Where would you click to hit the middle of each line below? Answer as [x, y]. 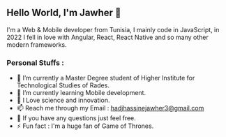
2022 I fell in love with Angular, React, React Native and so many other [107, 37]
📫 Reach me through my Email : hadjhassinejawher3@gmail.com [110, 108]
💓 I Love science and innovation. [63, 100]
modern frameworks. [37, 44]
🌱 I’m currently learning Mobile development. [81, 93]
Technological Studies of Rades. [63, 85]
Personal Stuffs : [35, 62]
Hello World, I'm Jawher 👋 [64, 13]
